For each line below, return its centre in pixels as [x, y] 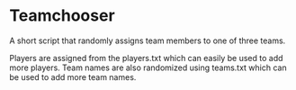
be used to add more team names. [73, 76]
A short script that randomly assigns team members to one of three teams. [148, 40]
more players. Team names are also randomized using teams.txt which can [148, 67]
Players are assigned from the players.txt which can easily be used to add [146, 58]
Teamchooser [62, 16]
